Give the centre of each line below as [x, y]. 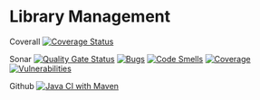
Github [22, 86]
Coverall [25, 41]
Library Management [90, 17]
